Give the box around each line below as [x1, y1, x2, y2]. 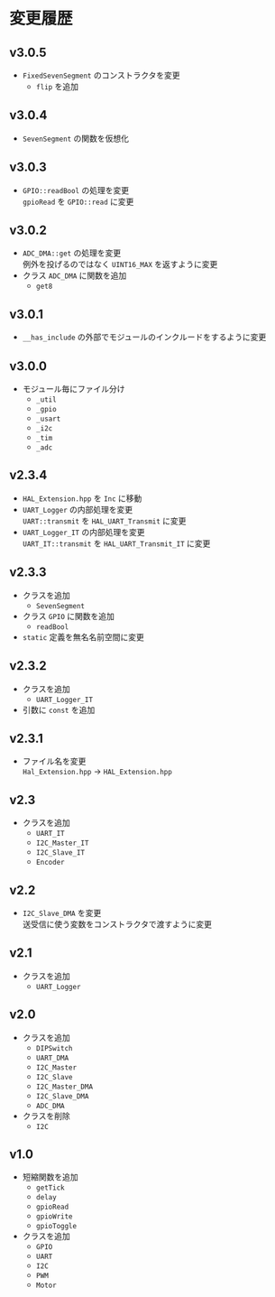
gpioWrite [35, 1212, 74, 1221]
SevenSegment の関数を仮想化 [22, 133, 129, 144]
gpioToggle [35, 1222, 78, 1231]
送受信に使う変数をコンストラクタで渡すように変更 [22, 918, 212, 930]
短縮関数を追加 [22, 1172, 78, 1182]
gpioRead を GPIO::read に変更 [22, 196, 134, 207]
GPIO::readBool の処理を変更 [22, 184, 129, 195]
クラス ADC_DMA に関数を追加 [22, 270, 127, 281]
